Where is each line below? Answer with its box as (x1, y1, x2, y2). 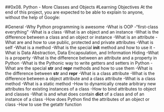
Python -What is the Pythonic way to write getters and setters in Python (5, 60, 150, 66)
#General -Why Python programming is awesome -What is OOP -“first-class (5, 24, 158, 30)
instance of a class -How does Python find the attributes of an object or (5, 96, 150, 102)
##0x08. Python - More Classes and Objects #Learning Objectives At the (5, 4, 153, 10)
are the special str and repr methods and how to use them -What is (17, 65, 153, 71)
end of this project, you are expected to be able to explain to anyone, (5, 9, 144, 15)
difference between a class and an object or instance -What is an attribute (5, 34, 155, 40)
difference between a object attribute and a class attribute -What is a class (5, 75, 156, 81)
